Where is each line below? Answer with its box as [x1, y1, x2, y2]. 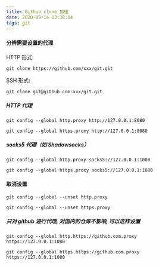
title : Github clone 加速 [6, 8, 68, 15]
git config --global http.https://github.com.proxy [6, 233, 137, 239]
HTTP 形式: [6, 53, 34, 60]
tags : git [6, 20, 31, 26]
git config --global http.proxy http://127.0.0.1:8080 [6, 117, 145, 123]
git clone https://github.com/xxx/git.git [6, 65, 113, 72]
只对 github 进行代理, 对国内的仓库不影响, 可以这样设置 [6, 218, 141, 225]
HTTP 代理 [6, 102, 33, 109]
